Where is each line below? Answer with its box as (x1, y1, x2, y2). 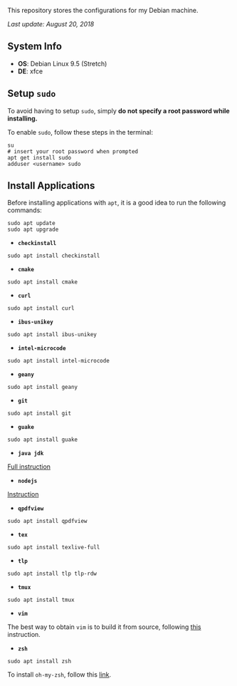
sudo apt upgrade (7, 226, 59, 234)
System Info (7, 41, 63, 53)
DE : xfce (17, 67, 43, 76)
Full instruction (7, 462, 51, 471)
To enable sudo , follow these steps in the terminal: (7, 128, 154, 136)
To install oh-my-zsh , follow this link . (7, 670, 112, 679)
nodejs (17, 477, 38, 485)
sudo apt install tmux (7, 596, 75, 604)
